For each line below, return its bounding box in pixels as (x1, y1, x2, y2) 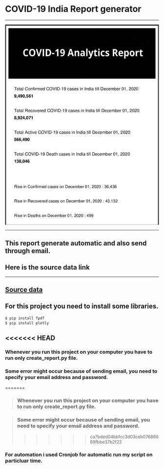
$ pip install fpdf (5, 315, 45, 321)
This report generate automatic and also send (5, 239, 147, 247)
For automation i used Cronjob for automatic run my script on (5, 451, 153, 458)
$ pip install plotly (5, 320, 49, 326)
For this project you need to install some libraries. (5, 302, 159, 311)
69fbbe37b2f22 (90, 439, 122, 445)
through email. (5, 246, 51, 255)
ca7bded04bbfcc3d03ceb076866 (90, 434, 159, 440)
